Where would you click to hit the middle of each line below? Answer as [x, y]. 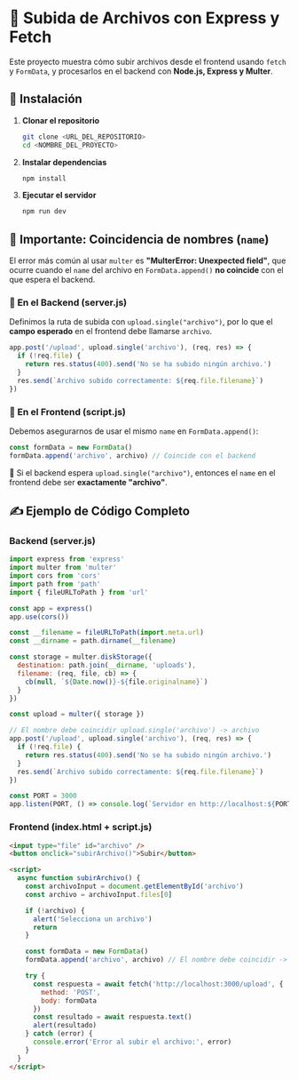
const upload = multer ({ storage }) [77, 715]
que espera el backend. [52, 280]
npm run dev [44, 212]
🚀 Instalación [46, 99]
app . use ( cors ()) [39, 617]
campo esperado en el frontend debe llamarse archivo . [111, 332]
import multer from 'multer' [63, 568]
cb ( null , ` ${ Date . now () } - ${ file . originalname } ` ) [117, 682]
